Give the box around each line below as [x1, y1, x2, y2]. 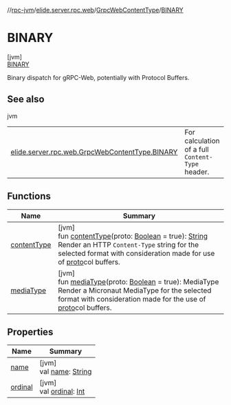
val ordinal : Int [39, 386, 85, 396]
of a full [184, 144, 209, 154]
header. [184, 167, 210, 177]
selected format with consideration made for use [58, 248, 215, 258]
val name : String [39, 367, 92, 377]
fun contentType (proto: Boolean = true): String [58, 231, 208, 241]
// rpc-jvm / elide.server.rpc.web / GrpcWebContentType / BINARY [7, 6, 184, 14]
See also [7, 93, 45, 106]
